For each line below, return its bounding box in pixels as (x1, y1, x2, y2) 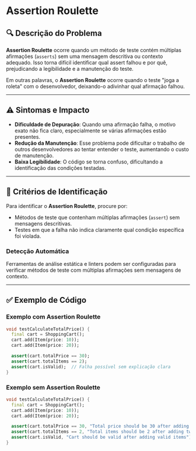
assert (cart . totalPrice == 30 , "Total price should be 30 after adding (11, 423, 190, 429)
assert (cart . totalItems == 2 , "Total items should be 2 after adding (11, 429, 184, 435)
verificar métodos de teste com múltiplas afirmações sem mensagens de (6, 266, 181, 274)
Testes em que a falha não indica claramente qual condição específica (14, 226, 184, 233)
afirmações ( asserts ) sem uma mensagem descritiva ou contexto (6, 53, 163, 60)
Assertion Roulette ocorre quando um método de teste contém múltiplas (6, 47, 182, 53)
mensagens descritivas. (14, 220, 72, 227)
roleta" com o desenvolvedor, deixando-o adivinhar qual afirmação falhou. (6, 83, 185, 90)
